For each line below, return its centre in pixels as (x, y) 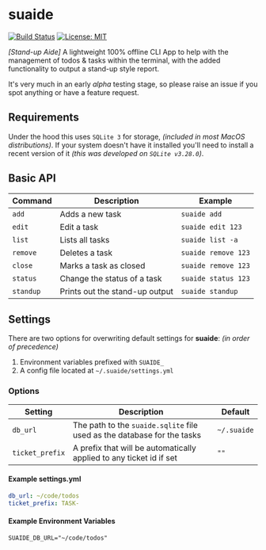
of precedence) (34, 347)
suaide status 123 (216, 278)
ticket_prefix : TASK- (44, 503)
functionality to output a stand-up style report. (84, 68)
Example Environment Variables (62, 521)
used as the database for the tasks (137, 435)
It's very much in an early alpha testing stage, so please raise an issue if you (133, 84)
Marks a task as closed (103, 265)
